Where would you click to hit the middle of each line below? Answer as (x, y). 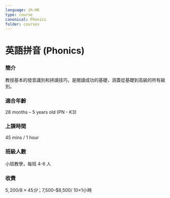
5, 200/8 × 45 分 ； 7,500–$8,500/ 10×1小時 (49, 190)
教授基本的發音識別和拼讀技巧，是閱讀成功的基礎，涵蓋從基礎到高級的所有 (83, 80)
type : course (19, 15)
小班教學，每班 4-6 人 (28, 163)
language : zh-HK (22, 10)
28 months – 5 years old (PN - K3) (41, 112)
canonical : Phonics (26, 19)
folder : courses (22, 24)
